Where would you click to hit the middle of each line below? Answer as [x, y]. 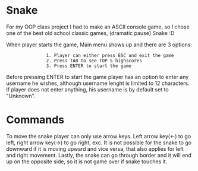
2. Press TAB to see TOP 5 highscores [94, 61]
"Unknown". [21, 96]
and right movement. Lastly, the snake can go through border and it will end [99, 155]
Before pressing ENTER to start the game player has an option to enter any [98, 77]
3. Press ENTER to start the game [89, 66]
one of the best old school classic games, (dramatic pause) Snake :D [90, 33]
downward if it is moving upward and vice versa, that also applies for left [95, 148]
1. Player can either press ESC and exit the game [110, 55]
